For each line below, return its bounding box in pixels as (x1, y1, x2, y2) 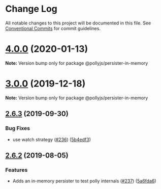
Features (5, 166, 28, 173)
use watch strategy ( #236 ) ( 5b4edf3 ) (12, 136, 91, 143)
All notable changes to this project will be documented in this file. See (5, 20, 151, 26)
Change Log (5, 3, 57, 15)
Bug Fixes (5, 125, 30, 132)
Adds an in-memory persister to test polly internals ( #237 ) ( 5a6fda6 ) (12, 178, 156, 184)
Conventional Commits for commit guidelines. (5, 25, 101, 31)
